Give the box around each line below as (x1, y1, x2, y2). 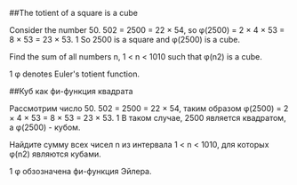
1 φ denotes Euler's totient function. (9, 68, 140, 79)
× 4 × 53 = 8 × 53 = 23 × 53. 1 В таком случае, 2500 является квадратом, (9, 113, 286, 123)
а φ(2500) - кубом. (9, 122, 81, 133)
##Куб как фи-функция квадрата (9, 86, 133, 96)
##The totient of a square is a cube (9, 8, 138, 18)
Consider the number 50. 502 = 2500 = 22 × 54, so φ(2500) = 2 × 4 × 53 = (9, 25, 285, 35)
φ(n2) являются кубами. (9, 149, 102, 159)
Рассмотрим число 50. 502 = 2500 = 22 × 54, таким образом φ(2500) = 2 (9, 103, 289, 114)
